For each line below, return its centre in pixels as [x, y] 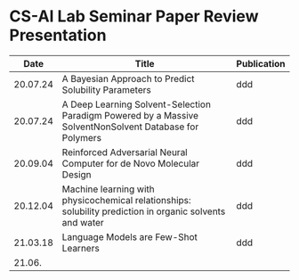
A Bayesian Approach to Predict [128, 78]
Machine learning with [109, 189]
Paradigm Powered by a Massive [130, 115]
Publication [261, 63]
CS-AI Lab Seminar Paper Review [134, 16]
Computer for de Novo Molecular [131, 163]
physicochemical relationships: [126, 200]
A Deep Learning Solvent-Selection [137, 104]
